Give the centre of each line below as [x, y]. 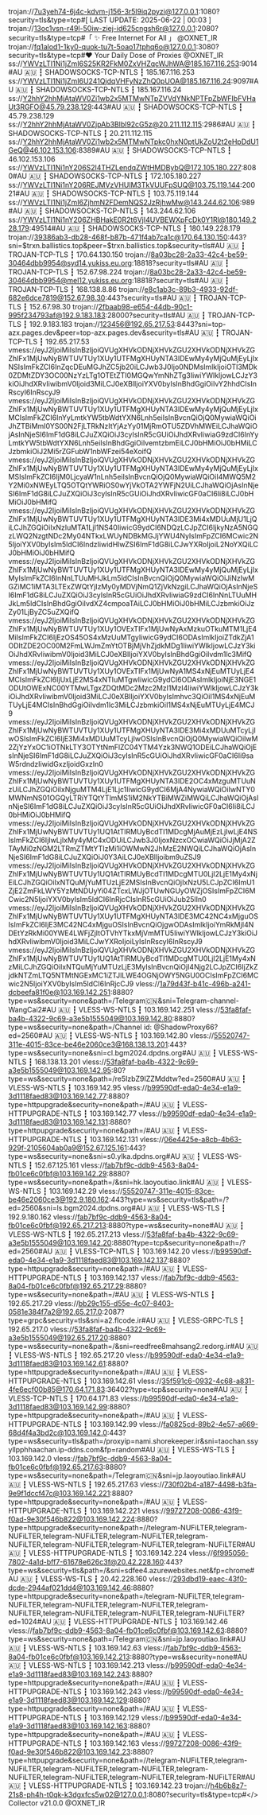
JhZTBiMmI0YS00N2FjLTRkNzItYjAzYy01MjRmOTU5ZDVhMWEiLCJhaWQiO [133, 426]
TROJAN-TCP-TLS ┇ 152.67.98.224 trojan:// [79, 272]
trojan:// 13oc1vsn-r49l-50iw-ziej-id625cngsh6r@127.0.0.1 [102, 28]
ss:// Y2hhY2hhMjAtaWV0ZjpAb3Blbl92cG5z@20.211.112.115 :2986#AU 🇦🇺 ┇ [132, 124]
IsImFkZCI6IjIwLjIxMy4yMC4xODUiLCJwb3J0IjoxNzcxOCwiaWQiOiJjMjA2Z [132, 840]
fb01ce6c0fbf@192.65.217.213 [57, 1225]
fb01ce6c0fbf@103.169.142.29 [58, 1174]
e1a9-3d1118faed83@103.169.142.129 [68, 1700]
